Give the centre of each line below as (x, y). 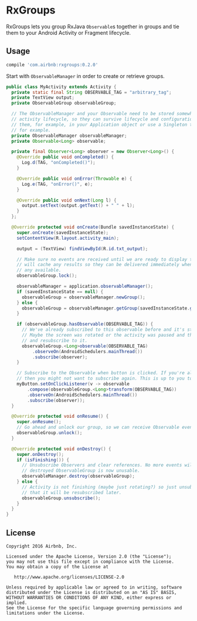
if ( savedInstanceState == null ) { (60, 291)
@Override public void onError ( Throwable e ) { (74, 179)
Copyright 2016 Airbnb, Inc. (42, 546)
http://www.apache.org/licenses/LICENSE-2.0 (69, 577)
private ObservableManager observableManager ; (69, 136)
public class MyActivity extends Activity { (61, 87)
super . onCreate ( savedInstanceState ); (63, 233)
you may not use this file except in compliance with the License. (90, 562)
